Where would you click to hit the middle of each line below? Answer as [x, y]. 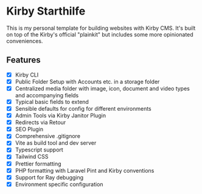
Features [23, 60]
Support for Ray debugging [49, 177]
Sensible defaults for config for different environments [83, 109]
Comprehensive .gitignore [48, 136]
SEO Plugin [29, 130]
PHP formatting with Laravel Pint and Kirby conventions [85, 170]
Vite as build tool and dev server [56, 143]
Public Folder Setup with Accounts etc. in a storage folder [87, 81]
